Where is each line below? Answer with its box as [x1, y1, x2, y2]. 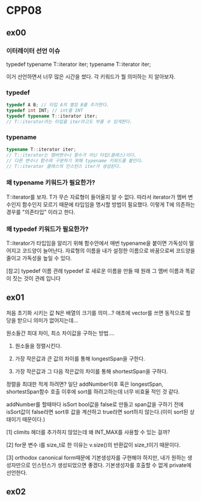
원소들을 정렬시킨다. [14, 342, 62, 349]
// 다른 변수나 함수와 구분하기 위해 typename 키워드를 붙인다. [6, 157, 144, 164]
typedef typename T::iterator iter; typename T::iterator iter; [6, 61, 151, 68]
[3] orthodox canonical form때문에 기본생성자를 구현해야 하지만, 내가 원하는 [6, 454, 186, 461]
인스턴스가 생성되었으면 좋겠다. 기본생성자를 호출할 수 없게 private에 [32, 461, 192, 469]
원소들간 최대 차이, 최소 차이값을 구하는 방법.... [6, 329, 115, 337]
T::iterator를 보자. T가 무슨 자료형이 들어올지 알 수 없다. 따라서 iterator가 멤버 [6, 193, 187, 200]
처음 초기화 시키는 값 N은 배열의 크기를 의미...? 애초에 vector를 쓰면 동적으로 [6, 309, 185, 316]
